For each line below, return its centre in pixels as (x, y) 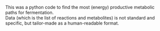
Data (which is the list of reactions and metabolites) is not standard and (80, 18)
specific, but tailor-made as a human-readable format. (62, 23)
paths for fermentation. (30, 12)
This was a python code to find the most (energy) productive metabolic (80, 7)
